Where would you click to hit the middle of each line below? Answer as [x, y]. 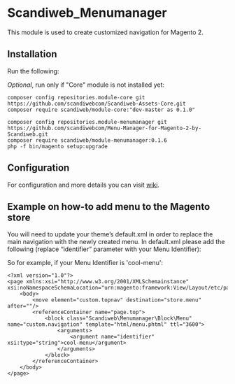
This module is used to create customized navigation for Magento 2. [106, 32]
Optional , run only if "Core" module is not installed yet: [86, 85]
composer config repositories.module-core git [76, 97]
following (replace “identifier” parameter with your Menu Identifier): [104, 249]
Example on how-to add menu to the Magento [109, 207]
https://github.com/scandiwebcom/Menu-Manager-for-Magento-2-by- [104, 128]
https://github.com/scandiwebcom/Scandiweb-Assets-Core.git [97, 104]
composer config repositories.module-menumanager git [87, 122]
